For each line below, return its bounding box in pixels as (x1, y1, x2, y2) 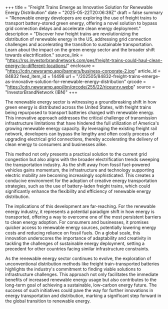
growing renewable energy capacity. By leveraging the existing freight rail (5, 125, 157, 131)
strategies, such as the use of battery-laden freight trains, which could (5, 183, 150, 189)
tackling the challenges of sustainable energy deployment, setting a (5, 240, 145, 246)
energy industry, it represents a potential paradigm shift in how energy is (5, 208, 155, 214)
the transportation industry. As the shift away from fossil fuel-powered (5, 162, 150, 167)
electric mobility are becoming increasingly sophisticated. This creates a (5, 172, 154, 178)
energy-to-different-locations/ (5, 62, 67, 68)
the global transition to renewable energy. (5, 298, 91, 304)
